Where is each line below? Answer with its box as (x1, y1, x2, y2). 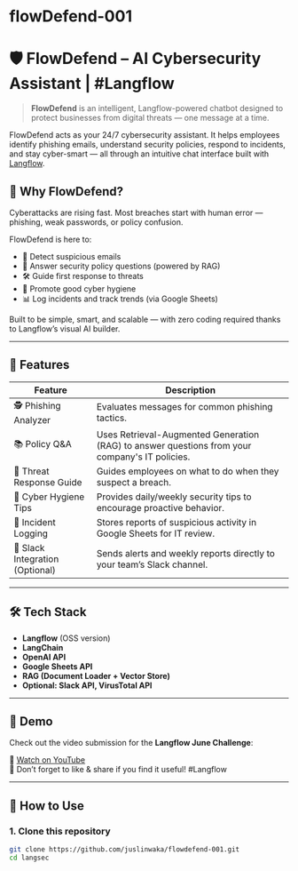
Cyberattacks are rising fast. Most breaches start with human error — (9, 207, 263, 218)
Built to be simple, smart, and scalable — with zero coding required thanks (9, 314, 281, 324)
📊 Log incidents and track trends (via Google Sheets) (21, 293, 219, 304)
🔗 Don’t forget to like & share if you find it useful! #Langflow (9, 764, 228, 775)
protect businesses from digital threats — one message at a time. (30, 113, 270, 124)
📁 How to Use (9, 798, 84, 813)
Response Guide (13, 475, 82, 488)
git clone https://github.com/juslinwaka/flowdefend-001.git (9, 845, 240, 854)
